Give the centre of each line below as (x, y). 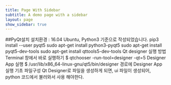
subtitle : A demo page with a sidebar (46, 15)
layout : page (19, 19)
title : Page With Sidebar (33, 10)
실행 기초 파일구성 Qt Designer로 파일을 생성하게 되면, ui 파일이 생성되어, (78, 71)
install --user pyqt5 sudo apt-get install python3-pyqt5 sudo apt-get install (84, 45)
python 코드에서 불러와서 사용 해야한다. (45, 77)
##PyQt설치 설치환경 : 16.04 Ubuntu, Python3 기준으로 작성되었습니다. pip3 (82, 39)
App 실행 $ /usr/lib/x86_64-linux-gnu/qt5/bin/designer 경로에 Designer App (84, 64)
